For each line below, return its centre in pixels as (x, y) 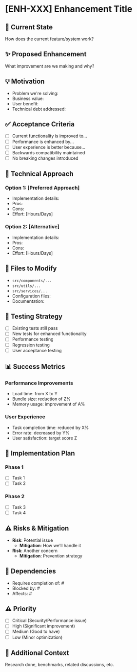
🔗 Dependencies (30, 571)
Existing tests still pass (35, 328)
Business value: (28, 98)
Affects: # (22, 593)
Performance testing (33, 339)
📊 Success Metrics (35, 367)
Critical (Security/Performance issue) (49, 621)
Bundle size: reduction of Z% (41, 399)
